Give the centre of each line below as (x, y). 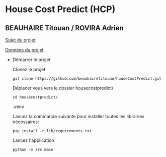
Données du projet (24, 50)
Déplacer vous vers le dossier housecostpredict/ (63, 88)
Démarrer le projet (31, 60)
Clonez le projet (29, 69)
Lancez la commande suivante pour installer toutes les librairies (78, 116)
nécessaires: (26, 122)
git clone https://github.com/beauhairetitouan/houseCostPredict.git (87, 79)
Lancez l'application (33, 140)
